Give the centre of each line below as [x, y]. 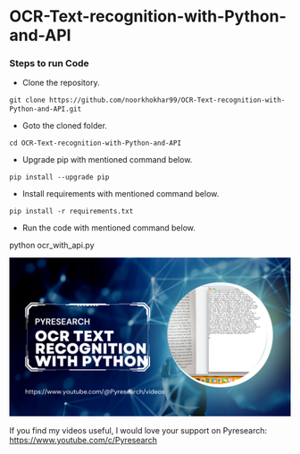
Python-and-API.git [46, 109]
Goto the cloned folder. [64, 126]
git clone [28, 100]
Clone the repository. [61, 83]
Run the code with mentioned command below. [109, 228]
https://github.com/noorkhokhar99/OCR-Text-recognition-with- [167, 100]
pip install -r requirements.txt [71, 212]
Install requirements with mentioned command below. [121, 194]
